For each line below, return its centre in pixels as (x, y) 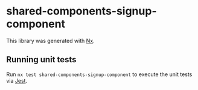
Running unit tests (41, 59)
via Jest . (17, 80)
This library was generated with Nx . (50, 40)
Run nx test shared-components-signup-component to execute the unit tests (99, 74)
